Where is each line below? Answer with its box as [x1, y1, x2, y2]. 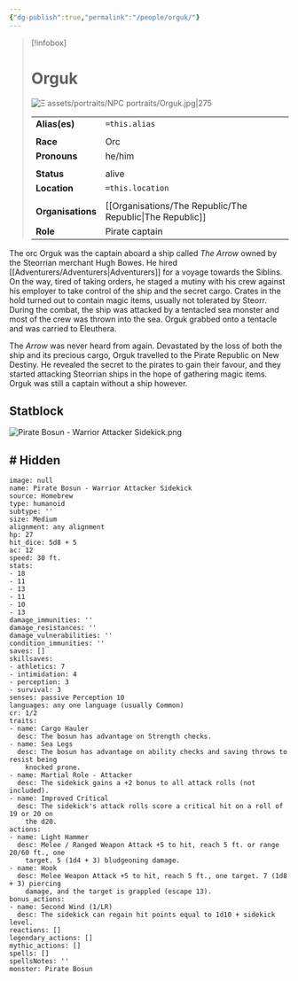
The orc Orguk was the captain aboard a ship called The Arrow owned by [9, 247, 278, 258]
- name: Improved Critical [9, 794, 109, 803]
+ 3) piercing [9, 879, 62, 889]
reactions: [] [9, 926, 62, 935]
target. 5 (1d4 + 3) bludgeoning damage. [25, 856, 180, 865]
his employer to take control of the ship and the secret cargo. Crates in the [9, 285, 282, 296]
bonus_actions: [9, 895, 66, 904]
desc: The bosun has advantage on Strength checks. [17, 732, 213, 741]
